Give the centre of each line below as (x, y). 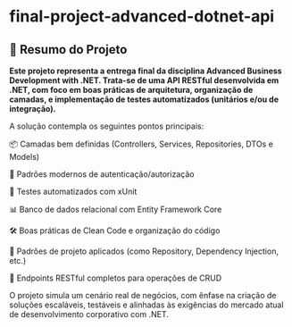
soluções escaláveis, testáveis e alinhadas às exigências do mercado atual (146, 305)
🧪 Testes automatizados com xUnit (73, 191)
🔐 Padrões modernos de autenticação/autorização (102, 174)
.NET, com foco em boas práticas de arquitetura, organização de (131, 90)
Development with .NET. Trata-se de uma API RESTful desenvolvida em (144, 80)
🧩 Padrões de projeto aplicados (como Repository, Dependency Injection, (144, 251)
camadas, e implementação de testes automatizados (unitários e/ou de (144, 99)
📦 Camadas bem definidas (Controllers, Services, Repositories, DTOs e (142, 144)
